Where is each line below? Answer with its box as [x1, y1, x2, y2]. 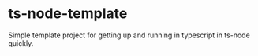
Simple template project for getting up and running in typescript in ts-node [8, 30, 250, 40]
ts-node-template [8, 5, 128, 23]
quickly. [8, 38, 34, 47]
